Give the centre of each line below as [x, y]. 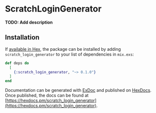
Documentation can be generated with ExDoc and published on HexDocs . [78, 90]
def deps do [17, 63]
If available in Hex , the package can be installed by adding [63, 49]
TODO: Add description [29, 22]
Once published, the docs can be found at [47, 96]
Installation [22, 37]
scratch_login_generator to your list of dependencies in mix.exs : [70, 54]
